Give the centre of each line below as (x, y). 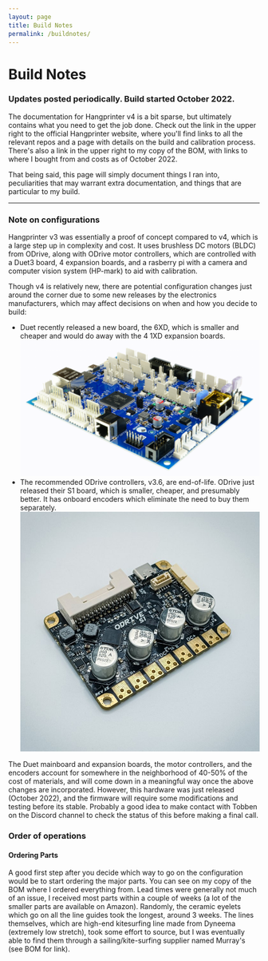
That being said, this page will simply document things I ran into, (114, 174)
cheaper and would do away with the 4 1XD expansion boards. (122, 336)
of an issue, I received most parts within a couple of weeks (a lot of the (125, 898)
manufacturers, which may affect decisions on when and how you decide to (133, 304)
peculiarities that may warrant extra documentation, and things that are (125, 183)
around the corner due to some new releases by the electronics (112, 295)
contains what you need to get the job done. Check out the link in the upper (132, 125)
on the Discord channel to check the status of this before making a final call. (134, 816)
